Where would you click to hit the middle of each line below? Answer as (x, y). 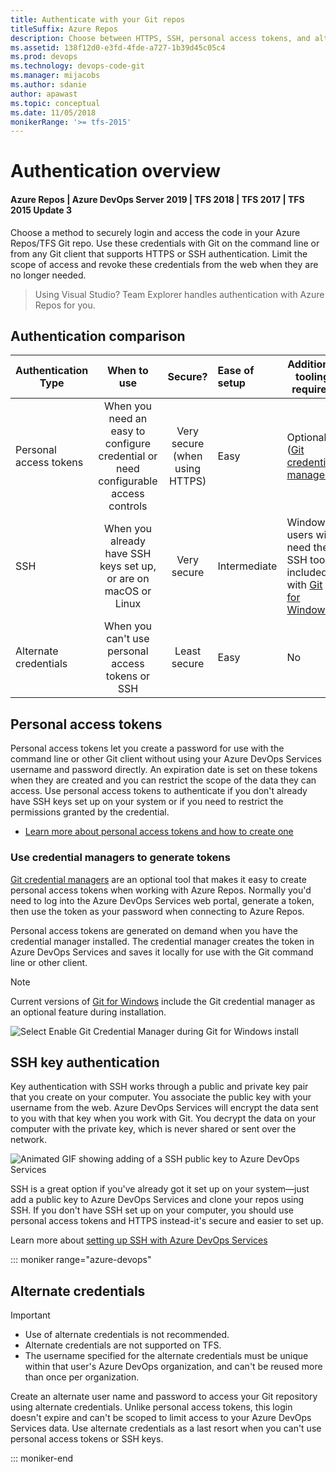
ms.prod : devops (44, 57)
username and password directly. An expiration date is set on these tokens (164, 770)
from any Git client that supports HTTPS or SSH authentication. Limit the (159, 253)
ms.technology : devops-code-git (77, 66)
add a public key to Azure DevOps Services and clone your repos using (157, 1200)
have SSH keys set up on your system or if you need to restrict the (147, 802)
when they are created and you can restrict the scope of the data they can (163, 780)
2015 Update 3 (41, 210)
